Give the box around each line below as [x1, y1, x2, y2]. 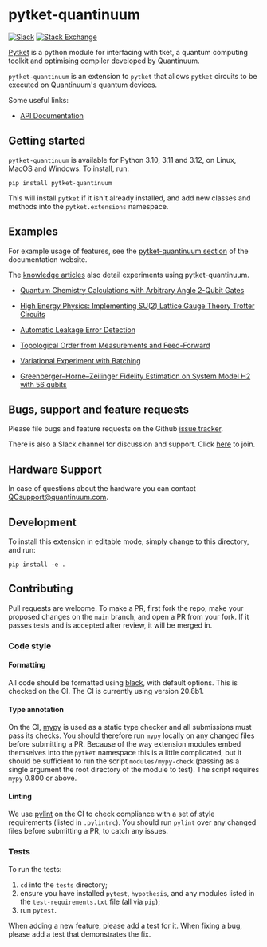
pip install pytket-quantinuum [8, 179, 112, 187]
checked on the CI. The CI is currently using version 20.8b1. [8, 686, 205, 695]
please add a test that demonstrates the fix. [8, 929, 151, 939]
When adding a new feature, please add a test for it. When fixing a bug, [8, 921, 243, 930]
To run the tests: [8, 864, 62, 874]
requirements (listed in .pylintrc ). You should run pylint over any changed [8, 818, 257, 827]
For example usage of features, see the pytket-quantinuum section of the [8, 246, 249, 256]
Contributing [8, 582, 73, 596]
